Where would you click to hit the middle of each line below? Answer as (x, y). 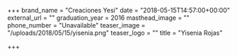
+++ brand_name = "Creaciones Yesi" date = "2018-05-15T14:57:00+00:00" (118, 10)
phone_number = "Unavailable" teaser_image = (76, 25)
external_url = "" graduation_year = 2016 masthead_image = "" (98, 18)
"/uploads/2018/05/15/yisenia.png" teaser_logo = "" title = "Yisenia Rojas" (115, 33)
